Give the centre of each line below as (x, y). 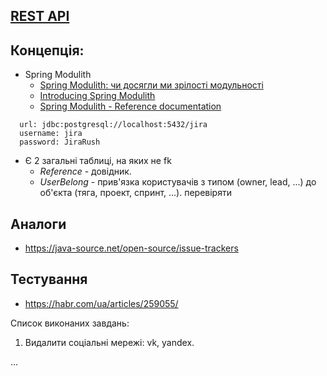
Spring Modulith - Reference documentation (130, 106)
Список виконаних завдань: (70, 323)
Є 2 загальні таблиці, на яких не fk (98, 161)
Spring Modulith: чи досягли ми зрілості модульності (151, 85)
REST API (40, 16)
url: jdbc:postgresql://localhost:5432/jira (113, 125)
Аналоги (38, 224)
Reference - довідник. (85, 171)
